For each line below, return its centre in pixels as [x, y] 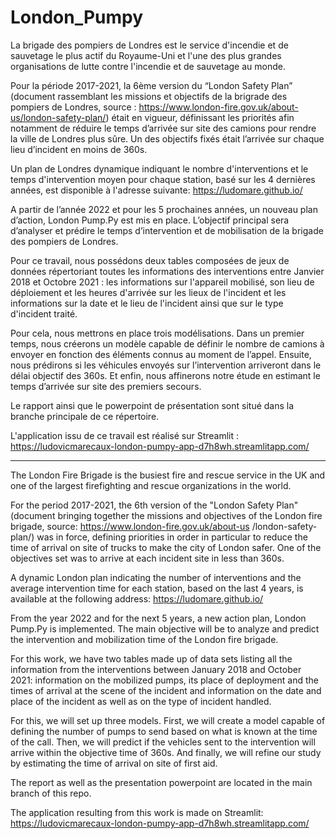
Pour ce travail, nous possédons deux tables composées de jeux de [150, 260]
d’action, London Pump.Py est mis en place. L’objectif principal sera [150, 220]
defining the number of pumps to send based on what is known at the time [164, 731]
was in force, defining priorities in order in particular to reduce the [172, 537]
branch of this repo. [51, 793]
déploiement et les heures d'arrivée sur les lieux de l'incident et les [148, 292]
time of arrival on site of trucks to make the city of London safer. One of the [166, 547]
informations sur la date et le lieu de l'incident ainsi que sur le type [147, 303]
